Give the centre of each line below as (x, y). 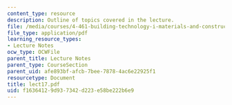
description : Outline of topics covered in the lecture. (91, 20)
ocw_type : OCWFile (33, 52)
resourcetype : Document (41, 78)
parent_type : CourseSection (48, 65)
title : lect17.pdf (33, 84)
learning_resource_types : (44, 39)
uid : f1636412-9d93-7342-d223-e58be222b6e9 (71, 90)
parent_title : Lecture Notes (49, 59)
